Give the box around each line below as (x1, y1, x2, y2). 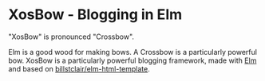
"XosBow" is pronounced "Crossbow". (8, 32, 134, 41)
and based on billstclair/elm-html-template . (8, 64, 150, 73)
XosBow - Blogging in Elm (8, 6, 183, 24)
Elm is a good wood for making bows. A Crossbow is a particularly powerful (8, 47, 258, 56)
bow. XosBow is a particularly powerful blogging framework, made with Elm (8, 56, 257, 65)
